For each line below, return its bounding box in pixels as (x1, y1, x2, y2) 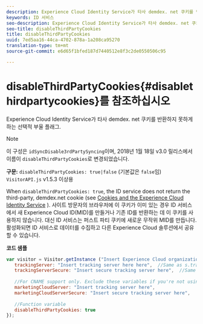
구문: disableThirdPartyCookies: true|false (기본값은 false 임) (6, 167, 162, 175)
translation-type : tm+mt (6, 43, 69, 49)
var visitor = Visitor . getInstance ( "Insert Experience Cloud (6, 256, 166, 262)
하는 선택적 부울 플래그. (6, 123, 62, 130)
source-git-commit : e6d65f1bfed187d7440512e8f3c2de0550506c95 (6, 48, 166, 54)
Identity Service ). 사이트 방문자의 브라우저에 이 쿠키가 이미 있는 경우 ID (6, 201, 176, 209)
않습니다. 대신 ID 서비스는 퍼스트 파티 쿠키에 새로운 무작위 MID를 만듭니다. (22, 216, 197, 224)
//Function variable (14, 301, 66, 307)
